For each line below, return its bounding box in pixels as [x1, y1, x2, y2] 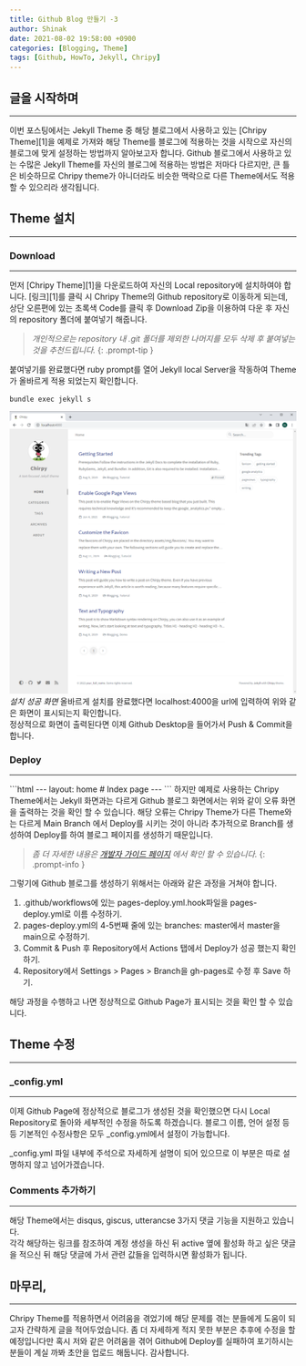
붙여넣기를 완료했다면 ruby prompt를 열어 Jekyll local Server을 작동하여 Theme [9, 365, 297, 375]
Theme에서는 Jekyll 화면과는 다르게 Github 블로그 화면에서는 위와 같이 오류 [9, 795, 280, 806]
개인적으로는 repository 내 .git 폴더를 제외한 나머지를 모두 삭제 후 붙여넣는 [31, 334, 296, 344]
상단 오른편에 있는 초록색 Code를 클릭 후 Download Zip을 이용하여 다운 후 [9, 303, 273, 313]
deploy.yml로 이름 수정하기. [22, 908, 123, 919]
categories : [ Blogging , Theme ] [9, 44, 128, 53]
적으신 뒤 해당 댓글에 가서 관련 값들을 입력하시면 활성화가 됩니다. [18, 1249, 248, 1260]
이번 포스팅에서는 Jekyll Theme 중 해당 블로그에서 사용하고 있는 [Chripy [9, 124, 267, 136]
